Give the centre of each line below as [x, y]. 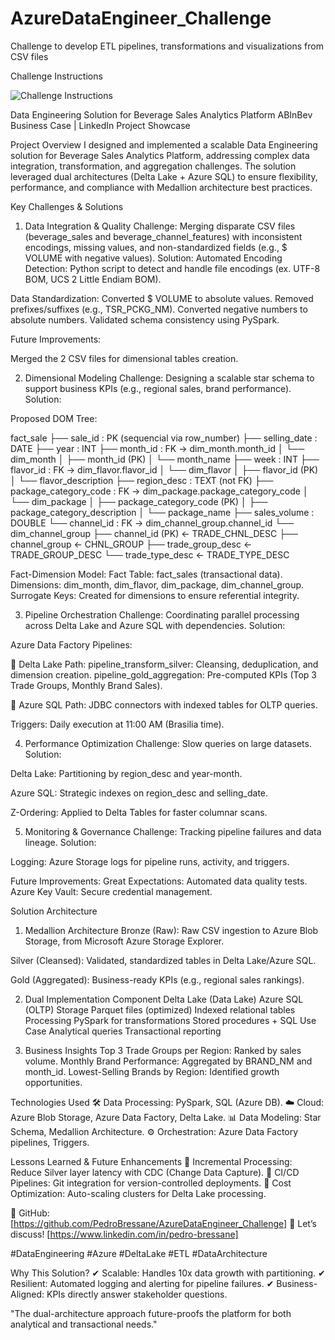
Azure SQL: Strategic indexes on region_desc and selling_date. [139, 793]
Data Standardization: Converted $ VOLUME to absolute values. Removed [162, 298]
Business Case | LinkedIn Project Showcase [100, 125]
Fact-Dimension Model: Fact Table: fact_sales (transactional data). [146, 574]
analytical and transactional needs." [84, 1324]
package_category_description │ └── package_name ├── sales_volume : [162, 512]
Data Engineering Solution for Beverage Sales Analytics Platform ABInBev [161, 114]
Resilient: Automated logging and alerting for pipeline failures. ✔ [142, 1283]
